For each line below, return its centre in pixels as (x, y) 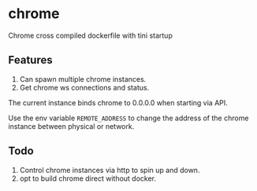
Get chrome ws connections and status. (84, 87)
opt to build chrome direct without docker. (88, 178)
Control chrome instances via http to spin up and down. (110, 170)
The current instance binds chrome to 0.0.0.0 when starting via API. (118, 102)
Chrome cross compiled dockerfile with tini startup (91, 35)
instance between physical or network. (71, 126)
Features (30, 60)
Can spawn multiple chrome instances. (83, 79)
